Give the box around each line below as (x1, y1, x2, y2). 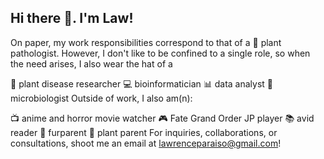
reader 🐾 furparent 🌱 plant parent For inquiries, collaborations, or (10, 126, 278, 138)
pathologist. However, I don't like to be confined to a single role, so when (10, 47, 311, 59)
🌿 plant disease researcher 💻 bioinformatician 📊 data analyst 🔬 (10, 77, 273, 90)
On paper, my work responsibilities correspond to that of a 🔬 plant (10, 36, 282, 48)
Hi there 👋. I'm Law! (10, 10, 134, 27)
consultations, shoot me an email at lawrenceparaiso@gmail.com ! (10, 137, 282, 149)
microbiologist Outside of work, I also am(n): (10, 92, 193, 104)
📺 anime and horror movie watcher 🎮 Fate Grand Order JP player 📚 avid (10, 112, 315, 124)
